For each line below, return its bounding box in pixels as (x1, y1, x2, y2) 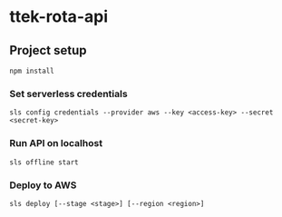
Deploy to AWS (9, 179, 77, 192)
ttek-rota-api (9, 6, 109, 27)
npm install (9, 66, 54, 75)
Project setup (9, 43, 88, 58)
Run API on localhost (9, 137, 102, 150)
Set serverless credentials (9, 87, 129, 100)
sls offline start (9, 157, 79, 167)
